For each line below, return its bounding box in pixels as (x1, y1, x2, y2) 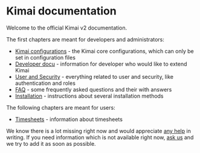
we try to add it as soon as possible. (6, 140, 96, 147)
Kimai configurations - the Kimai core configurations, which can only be (15, 47, 195, 55)
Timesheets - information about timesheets (15, 116, 123, 123)
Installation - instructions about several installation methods (15, 92, 164, 99)
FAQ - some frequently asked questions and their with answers (15, 86, 172, 93)
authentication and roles (15, 80, 76, 87)
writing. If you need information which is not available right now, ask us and (6, 134, 194, 141)
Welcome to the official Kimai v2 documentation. (6, 24, 127, 31)
